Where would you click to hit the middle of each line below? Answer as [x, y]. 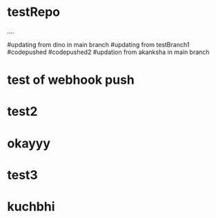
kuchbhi [31, 207]
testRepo [34, 12]
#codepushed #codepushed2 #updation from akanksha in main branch [108, 52]
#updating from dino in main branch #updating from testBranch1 [98, 44]
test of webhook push [71, 80]
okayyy [29, 143]
